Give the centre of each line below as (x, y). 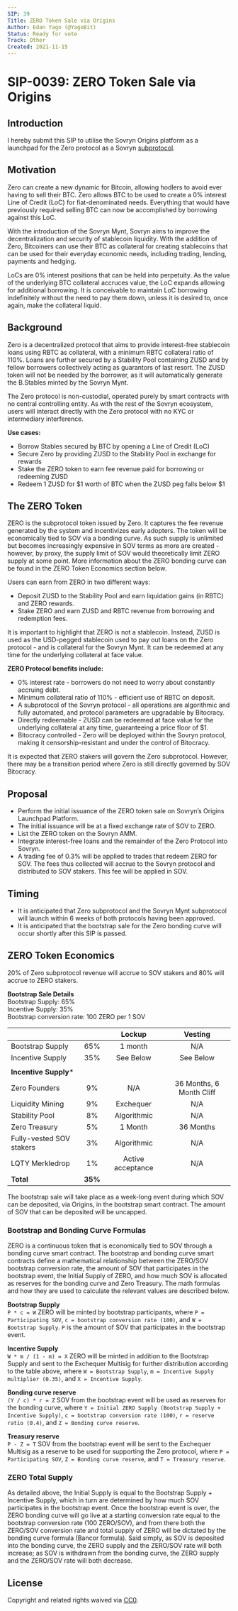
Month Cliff (197, 1092)
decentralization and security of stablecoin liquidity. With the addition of (112, 238)
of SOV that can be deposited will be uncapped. (77, 1211)
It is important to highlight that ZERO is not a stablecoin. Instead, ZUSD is (114, 632)
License (25, 1583)
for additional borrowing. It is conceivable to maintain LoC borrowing (107, 290)
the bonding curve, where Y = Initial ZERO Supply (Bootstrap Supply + (114, 1408)
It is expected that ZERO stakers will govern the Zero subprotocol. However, (118, 757)
